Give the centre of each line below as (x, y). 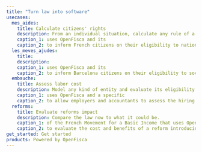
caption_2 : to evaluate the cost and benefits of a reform (93, 129)
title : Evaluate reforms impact (57, 112)
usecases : (19, 17)
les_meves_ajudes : (35, 51)
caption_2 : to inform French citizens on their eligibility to (98, 45)
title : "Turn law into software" (48, 12)
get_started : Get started (38, 134)
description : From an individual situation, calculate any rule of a (106, 34)
